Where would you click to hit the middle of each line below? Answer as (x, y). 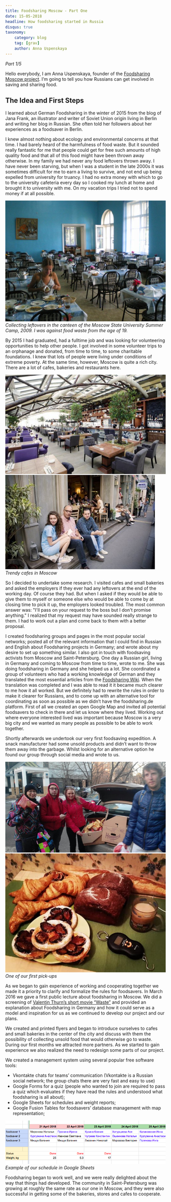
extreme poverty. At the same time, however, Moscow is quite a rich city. (81, 362)
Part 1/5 (13, 63)
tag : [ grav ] (27, 43)
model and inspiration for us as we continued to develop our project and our (85, 1013)
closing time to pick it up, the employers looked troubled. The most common (85, 605)
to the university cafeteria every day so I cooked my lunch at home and (80, 182)
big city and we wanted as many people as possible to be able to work (79, 723)
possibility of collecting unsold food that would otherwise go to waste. (79, 1039)
